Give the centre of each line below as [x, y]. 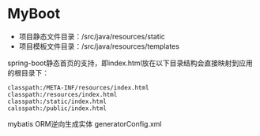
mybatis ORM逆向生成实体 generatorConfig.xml [85, 123]
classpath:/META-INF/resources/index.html [78, 87]
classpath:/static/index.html [57, 101]
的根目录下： [28, 72]
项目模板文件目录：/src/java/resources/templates [99, 46]
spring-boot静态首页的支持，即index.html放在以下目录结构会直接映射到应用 [130, 63]
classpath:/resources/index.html [62, 94]
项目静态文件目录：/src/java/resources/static [92, 36]
